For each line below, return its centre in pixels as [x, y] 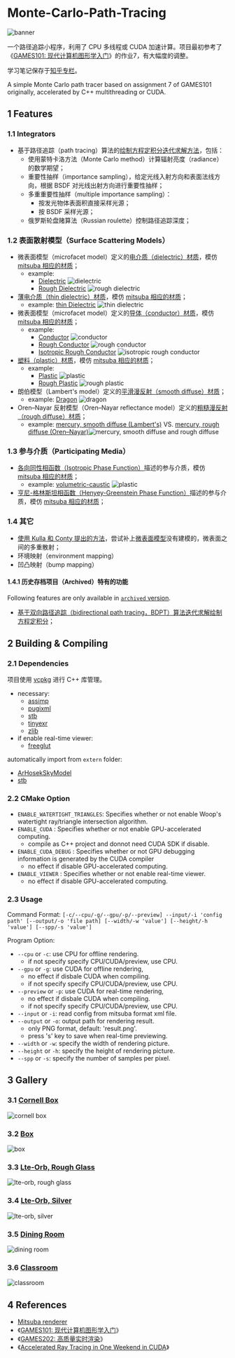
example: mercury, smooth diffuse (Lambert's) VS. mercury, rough [123, 424]
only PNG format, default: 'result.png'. [83, 1028]
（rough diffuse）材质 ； [52, 416]
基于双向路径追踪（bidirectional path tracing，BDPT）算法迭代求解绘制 [120, 612]
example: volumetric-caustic [69, 485]
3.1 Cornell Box [33, 1101]
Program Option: [31, 940]
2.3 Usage [25, 899]
